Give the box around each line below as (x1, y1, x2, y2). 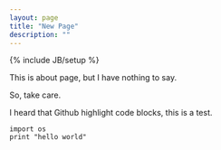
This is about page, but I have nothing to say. (9, 72, 178, 83)
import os (9, 125, 47, 134)
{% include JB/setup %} (9, 55, 100, 66)
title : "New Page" (9, 22, 79, 31)
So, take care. (9, 89, 62, 100)
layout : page (9, 13, 59, 23)
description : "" (9, 30, 71, 39)
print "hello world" (9, 133, 88, 142)
